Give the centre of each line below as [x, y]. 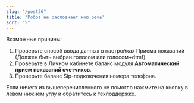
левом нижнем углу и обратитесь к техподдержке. [71, 94]
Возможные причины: [34, 40]
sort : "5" [18, 22]
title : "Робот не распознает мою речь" [56, 17]
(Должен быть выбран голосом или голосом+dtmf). [81, 57]
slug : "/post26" [26, 12]
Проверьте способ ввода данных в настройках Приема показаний [100, 51]
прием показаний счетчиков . [53, 70]
